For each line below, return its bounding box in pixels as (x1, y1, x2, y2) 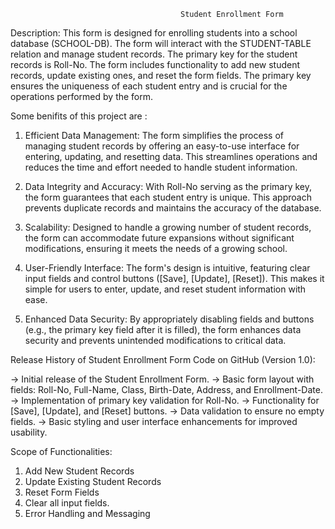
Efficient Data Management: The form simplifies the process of (24, 130, 284, 141)
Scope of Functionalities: (10, 446, 113, 457)
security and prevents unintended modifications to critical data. (24, 335, 287, 346)
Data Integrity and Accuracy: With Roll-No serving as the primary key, (24, 181, 313, 192)
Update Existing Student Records (24, 476, 162, 487)
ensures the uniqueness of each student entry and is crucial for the (10, 80, 288, 92)
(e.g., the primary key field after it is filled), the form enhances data (24, 324, 302, 335)
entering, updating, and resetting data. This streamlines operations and (24, 151, 318, 162)
